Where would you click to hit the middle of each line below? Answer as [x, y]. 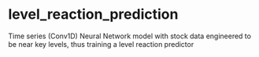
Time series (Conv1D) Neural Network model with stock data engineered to [130, 36]
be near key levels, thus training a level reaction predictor [101, 44]
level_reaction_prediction [93, 14]
